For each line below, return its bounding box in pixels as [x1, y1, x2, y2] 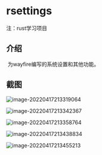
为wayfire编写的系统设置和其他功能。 [7, 61, 100, 68]
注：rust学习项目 [6, 24, 48, 31]
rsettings [6, 4, 52, 18]
